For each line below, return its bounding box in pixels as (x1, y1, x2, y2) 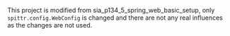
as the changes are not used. (7, 21, 93, 29)
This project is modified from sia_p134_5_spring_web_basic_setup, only (7, 6, 215, 14)
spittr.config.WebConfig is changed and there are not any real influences (7, 13, 223, 22)
